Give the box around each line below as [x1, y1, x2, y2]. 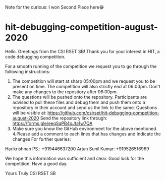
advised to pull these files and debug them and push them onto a [12, 99, 145, 105]
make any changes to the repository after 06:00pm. [12, 89, 118, 95]
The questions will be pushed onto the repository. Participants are [12, 94, 147, 100]
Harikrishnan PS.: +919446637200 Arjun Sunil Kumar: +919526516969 [5, 146, 150, 152]
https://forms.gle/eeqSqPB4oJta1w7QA [12, 120, 93, 126]
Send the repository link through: [40, 115, 108, 121]
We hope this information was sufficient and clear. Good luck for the [5, 155, 144, 161]
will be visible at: [12, 110, 47, 116]
